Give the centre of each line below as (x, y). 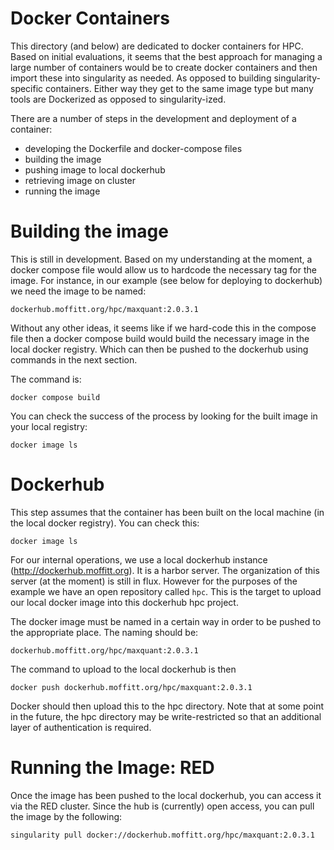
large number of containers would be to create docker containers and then (164, 67)
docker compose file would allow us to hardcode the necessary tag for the (163, 269)
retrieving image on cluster (80, 180)
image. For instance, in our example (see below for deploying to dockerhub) (166, 280)
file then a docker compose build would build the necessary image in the (160, 338)
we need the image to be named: (78, 291)
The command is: (46, 379)
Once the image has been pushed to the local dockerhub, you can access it (166, 795)
